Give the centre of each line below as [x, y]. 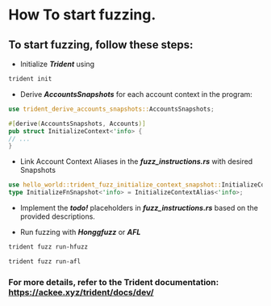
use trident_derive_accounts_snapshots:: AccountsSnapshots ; [112, 109]
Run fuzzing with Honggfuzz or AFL [80, 232]
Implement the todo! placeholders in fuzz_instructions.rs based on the [139, 208]
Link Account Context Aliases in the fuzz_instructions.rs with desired [136, 161]
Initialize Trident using [57, 64]
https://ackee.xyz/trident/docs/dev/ [81, 292]
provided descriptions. [57, 216]
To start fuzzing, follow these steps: [101, 45]
